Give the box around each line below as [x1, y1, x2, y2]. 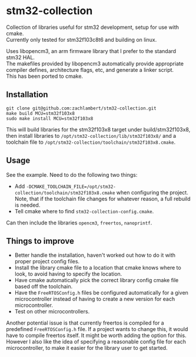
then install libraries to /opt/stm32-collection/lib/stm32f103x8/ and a [6, 132, 177, 139]
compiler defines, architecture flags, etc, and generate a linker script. [6, 66, 174, 73]
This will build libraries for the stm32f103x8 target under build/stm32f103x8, [6, 125, 191, 133]
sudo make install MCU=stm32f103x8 [6, 115, 94, 121]
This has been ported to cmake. [6, 72, 84, 80]
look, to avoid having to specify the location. [14, 270, 122, 277]
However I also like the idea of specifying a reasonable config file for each [6, 338, 187, 345]
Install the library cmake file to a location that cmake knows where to [14, 264, 181, 272]
